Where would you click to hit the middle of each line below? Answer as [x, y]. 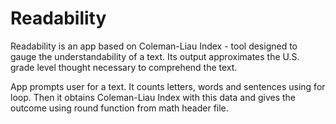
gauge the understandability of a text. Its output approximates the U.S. [155, 56]
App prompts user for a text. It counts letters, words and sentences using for [168, 86]
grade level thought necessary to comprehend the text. [124, 67]
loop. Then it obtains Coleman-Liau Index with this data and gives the [153, 97]
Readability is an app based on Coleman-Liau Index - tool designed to [154, 46]
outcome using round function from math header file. [119, 108]
